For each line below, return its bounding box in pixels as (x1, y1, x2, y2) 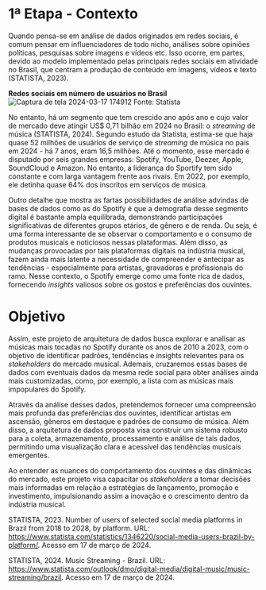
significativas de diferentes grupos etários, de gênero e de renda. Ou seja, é (8, 220, 257, 230)
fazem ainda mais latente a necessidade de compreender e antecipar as (8, 254, 245, 264)
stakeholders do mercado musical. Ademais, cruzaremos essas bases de (8, 359, 248, 368)
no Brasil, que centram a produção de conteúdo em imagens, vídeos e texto (8, 64, 256, 74)
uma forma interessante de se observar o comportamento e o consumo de (8, 229, 253, 238)
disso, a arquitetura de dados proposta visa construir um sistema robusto (8, 425, 248, 434)
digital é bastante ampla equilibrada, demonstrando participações (8, 212, 224, 222)
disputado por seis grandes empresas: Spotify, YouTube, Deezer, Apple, (8, 154, 244, 164)
